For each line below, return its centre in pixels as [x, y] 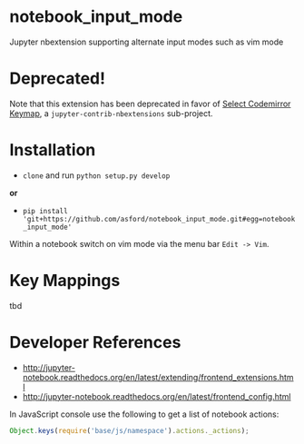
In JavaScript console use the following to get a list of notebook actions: [144, 414]
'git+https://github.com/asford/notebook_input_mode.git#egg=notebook [159, 219]
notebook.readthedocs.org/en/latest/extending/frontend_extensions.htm [158, 377]
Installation [53, 150]
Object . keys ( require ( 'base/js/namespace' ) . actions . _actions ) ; [129, 430]
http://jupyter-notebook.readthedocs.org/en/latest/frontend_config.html [157, 396]
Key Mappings [65, 281]
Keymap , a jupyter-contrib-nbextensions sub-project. [111, 113]
